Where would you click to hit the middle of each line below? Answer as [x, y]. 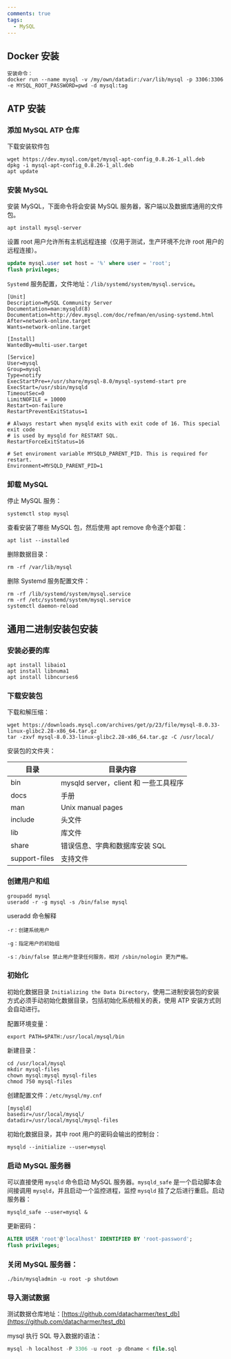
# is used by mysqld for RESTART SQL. [63, 435]
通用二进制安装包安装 [52, 629]
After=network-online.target [49, 321]
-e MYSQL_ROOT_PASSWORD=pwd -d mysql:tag [68, 86]
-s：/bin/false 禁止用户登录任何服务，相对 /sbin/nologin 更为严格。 [99, 957]
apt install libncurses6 [43, 677]
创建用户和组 [29, 882]
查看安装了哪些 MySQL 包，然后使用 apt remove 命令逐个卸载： [98, 528]
